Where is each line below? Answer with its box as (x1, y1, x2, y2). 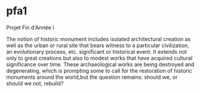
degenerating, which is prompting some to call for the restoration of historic (6, 67, 192, 74)
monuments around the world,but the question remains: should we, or (6, 73, 178, 80)
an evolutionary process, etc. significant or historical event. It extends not (6, 48, 187, 55)
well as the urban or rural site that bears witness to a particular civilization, (6, 42, 189, 49)
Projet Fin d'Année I (6, 24, 55, 31)
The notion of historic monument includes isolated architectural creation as (6, 35, 191, 42)
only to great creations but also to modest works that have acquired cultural (6, 54, 193, 61)
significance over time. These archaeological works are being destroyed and (6, 61, 195, 68)
